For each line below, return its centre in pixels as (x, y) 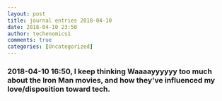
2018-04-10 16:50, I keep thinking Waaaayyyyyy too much (110, 71)
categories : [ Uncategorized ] (50, 47)
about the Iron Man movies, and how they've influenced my (111, 80)
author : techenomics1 (39, 34)
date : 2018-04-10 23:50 (42, 27)
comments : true (30, 40)
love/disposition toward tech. (59, 89)
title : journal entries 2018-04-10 (60, 20)
